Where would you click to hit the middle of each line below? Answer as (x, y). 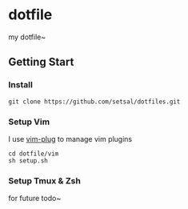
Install (21, 85)
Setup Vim (29, 122)
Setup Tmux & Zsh (45, 180)
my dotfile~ (27, 37)
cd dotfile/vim (34, 154)
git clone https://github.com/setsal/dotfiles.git (94, 102)
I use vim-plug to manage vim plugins (70, 139)
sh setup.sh (28, 161)
